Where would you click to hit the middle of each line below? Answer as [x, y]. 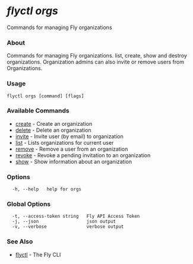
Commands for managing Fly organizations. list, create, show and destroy [97, 56]
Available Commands [38, 111]
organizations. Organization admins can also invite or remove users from [96, 62]
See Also [20, 241]
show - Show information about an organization [74, 161]
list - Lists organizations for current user [64, 142]
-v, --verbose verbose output [68, 227]
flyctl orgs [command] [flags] [45, 96]
